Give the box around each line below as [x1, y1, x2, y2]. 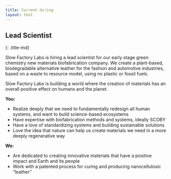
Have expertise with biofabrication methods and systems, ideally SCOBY [12, 117, 166, 123]
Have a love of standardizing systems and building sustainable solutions [12, 122, 165, 128]
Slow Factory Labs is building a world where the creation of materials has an [5, 81, 166, 87]
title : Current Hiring [5, 7, 54, 13]
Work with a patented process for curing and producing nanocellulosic [12, 164, 161, 170]
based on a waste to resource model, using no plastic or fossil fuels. [5, 71, 149, 77]
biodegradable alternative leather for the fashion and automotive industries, [5, 65, 164, 71]
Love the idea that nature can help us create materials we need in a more [12, 127, 166, 134]
